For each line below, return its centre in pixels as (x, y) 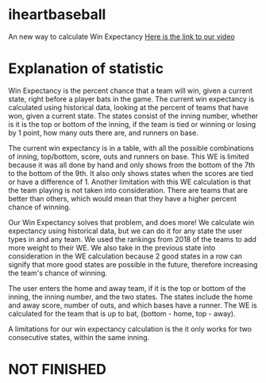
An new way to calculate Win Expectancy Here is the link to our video (122, 36)
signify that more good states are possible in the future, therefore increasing (133, 264)
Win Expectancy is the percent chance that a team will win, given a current (130, 90)
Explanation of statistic (86, 69)
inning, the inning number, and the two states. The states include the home (131, 297)
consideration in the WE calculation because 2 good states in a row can (125, 256)
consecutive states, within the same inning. (79, 337)
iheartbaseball (57, 15)
